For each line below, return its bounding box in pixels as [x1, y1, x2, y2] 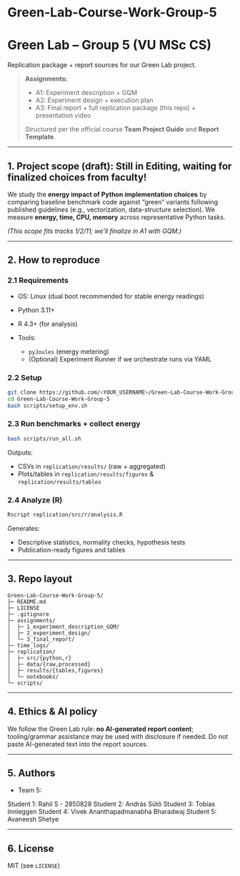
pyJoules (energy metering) [28, 347, 109, 356]
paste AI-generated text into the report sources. [7, 740, 149, 748]
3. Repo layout [7, 573, 73, 585]
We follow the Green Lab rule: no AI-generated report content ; [7, 725, 194, 733]
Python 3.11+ [17, 305, 56, 314]
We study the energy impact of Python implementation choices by [7, 190, 207, 199]
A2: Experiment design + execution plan [35, 96, 154, 104]
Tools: [17, 333, 36, 342]
